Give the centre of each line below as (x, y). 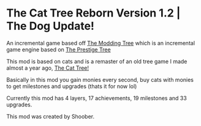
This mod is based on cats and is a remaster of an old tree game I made (97, 61)
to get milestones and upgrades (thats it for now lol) (72, 86)
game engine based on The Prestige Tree (59, 50)
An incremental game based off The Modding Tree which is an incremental (100, 43)
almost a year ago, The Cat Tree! (48, 68)
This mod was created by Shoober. (51, 116)
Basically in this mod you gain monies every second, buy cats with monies (100, 80)
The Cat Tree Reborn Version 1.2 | (93, 13)
